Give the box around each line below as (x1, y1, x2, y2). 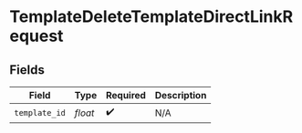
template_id (14, 107, 67, 118)
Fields (9, 62, 46, 77)
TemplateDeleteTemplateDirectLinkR (9, 6, 294, 27)
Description (154, 89, 207, 101)
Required (105, 89, 146, 101)
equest (9, 26, 64, 46)
